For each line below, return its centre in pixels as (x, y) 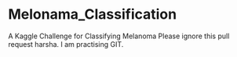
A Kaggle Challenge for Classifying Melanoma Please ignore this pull (119, 36)
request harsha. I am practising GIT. (66, 44)
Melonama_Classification (93, 14)
